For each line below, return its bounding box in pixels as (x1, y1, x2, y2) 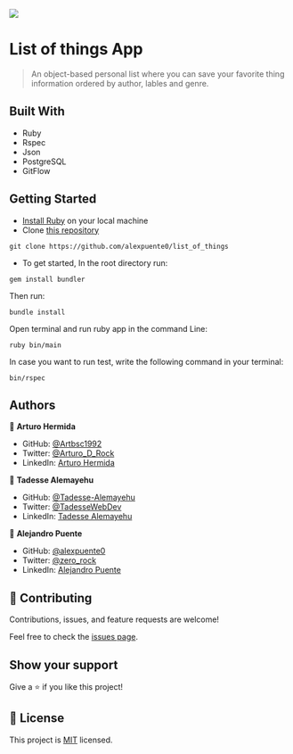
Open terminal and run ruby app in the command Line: (9, 323, 208, 334)
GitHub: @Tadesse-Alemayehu (21, 492, 135, 503)
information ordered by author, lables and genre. (30, 78, 209, 88)
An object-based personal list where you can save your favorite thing (30, 68, 285, 79)
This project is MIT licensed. (9, 734, 113, 745)
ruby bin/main (9, 340, 62, 350)
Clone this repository (21, 224, 100, 236)
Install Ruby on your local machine (21, 215, 149, 226)
